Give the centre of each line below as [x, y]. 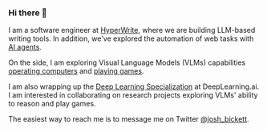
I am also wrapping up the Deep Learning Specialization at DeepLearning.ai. [134, 86]
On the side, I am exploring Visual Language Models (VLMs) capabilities [127, 62]
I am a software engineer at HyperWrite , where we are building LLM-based [132, 30]
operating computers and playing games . [76, 71]
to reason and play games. [52, 104]
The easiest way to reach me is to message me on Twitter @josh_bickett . [129, 119]
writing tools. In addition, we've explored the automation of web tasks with [131, 38]
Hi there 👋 [28, 13]
